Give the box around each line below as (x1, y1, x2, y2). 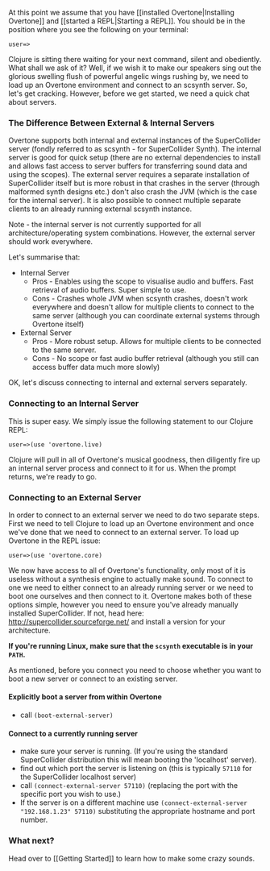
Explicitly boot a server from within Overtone (8, 692, 163, 702)
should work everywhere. (8, 237, 93, 247)
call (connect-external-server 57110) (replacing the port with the (19, 781, 239, 790)
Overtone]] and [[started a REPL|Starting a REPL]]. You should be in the (8, 16, 246, 26)
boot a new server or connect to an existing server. (8, 674, 178, 683)
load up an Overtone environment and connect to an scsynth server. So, (8, 81, 248, 89)
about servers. (8, 97, 57, 106)
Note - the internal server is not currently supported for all (8, 220, 201, 230)
